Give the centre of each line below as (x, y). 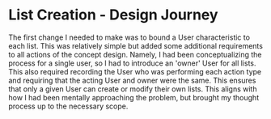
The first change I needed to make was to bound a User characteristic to (129, 37)
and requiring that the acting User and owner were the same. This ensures (132, 80)
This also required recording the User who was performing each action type (135, 71)
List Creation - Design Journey (113, 15)
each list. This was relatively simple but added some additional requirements (135, 45)
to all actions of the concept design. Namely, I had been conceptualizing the (135, 54)
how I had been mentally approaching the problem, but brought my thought (134, 97)
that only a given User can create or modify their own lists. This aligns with (133, 89)
